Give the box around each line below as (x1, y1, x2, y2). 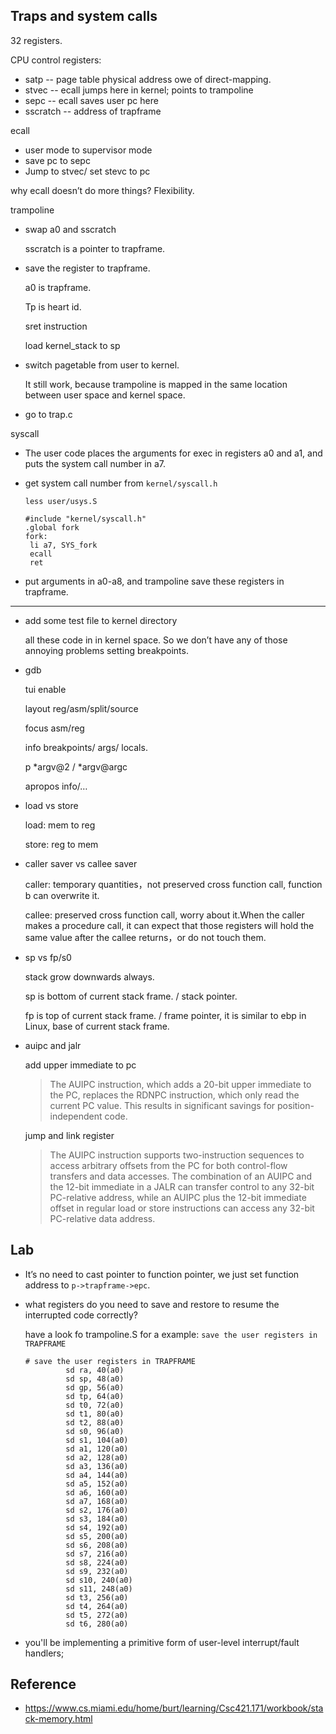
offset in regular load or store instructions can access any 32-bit (49, 1202, 315, 1214)
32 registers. (10, 34, 63, 46)
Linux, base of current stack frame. (24, 1020, 170, 1032)
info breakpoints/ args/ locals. (24, 741, 148, 753)
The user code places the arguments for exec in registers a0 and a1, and (24, 447, 323, 459)
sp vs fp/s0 (24, 951, 72, 963)
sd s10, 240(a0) (65, 1575, 133, 1585)
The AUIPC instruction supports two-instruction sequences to (49, 1149, 305, 1161)
